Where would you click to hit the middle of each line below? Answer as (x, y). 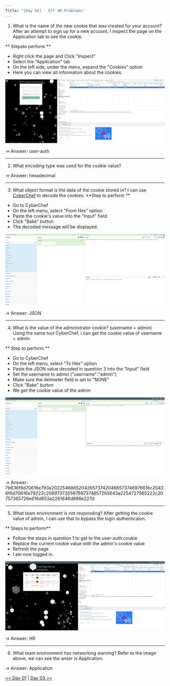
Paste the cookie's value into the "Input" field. (60, 216)
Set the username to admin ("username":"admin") (65, 374)
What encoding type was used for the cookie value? (67, 166)
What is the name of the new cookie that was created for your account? (87, 26)
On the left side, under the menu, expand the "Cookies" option (78, 67)
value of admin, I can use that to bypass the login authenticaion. (79, 518)
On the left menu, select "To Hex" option (55, 363)
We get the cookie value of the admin (52, 390)
